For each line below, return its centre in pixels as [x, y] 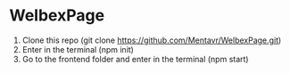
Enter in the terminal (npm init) [78, 49]
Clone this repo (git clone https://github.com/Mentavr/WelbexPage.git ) [152, 40]
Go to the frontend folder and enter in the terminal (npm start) [135, 59]
